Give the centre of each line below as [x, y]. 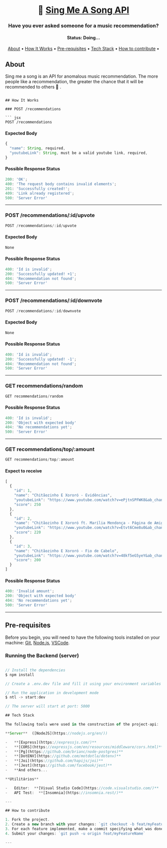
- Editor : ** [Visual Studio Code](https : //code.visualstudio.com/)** [82, 788]
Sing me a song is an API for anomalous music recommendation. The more [82, 76]
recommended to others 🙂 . [33, 87]
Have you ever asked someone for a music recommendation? [83, 26]
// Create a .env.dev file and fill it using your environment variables [83, 684]
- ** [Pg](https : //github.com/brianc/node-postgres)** [64, 751]
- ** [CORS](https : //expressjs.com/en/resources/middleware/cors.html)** [84, 747]
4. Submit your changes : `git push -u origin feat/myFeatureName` [75, 834]
